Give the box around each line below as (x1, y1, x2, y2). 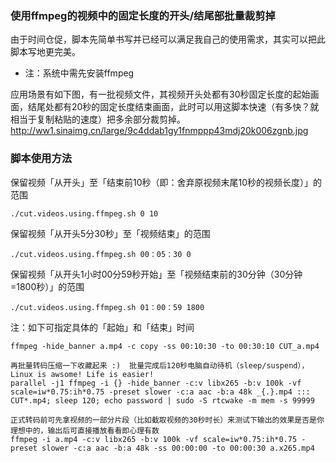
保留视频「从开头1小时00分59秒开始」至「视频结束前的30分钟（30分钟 (10, 268, 303, 280)
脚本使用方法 (10, 152, 73, 166)
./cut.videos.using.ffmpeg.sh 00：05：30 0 (10, 249, 192, 259)
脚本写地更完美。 (10, 46, 81, 58)
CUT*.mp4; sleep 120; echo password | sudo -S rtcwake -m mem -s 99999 (10, 395, 315, 406)
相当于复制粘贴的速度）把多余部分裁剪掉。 (10, 113, 186, 126)
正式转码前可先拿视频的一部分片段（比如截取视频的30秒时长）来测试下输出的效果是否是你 (10, 415, 325, 425)
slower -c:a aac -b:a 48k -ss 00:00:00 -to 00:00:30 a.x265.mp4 (41, 443, 315, 453)
